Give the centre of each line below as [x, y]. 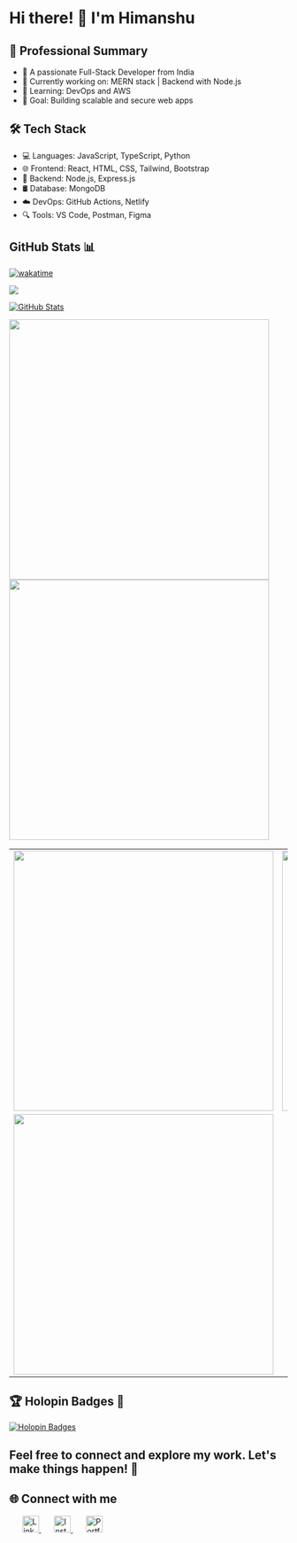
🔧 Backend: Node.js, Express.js [79, 178]
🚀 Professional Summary [79, 51]
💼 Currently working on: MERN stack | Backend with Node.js [131, 82]
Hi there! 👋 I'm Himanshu [102, 18]
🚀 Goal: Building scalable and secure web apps [107, 100]
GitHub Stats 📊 [52, 247]
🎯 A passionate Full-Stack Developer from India [108, 72]
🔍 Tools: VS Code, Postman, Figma [87, 214]
